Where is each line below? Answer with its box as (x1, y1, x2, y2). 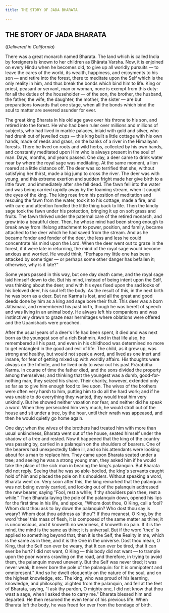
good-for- (139, 372, 160, 378)
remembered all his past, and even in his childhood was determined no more (5, 340, 164, 346)
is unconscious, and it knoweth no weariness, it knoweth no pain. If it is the (5, 522, 161, 528)
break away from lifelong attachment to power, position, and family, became (5, 224, 163, 230)
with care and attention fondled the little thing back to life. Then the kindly (5, 203, 159, 209)
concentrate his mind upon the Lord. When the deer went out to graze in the (5, 240, 163, 246)
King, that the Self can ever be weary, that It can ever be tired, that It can (5, 543, 156, 549)
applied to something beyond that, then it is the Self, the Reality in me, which (5, 532, 164, 538)
